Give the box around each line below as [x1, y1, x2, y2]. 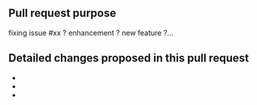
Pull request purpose [8, 6, 117, 20]
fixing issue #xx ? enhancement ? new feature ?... [8, 27, 174, 37]
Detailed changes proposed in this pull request [8, 52, 250, 65]
